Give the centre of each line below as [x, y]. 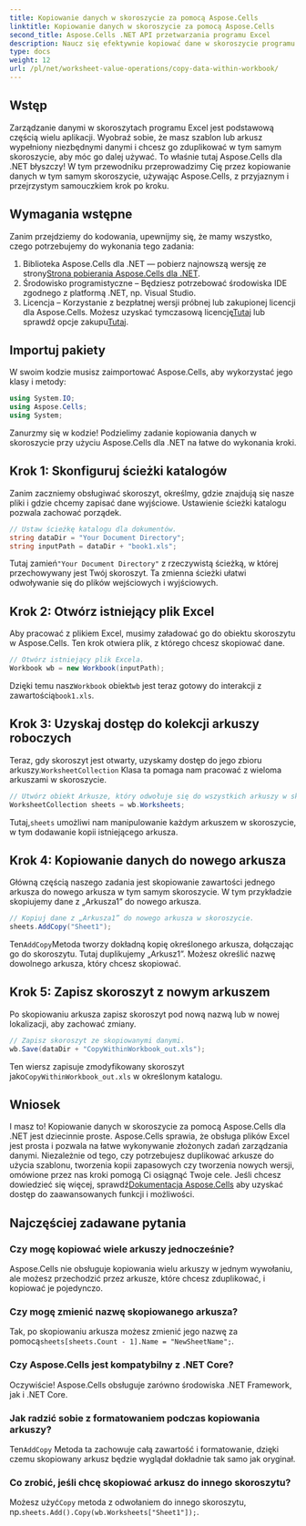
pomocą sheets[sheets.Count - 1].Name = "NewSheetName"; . [122, 1341]
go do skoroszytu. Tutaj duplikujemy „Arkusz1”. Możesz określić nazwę [143, 954]
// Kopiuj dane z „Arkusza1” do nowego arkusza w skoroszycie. [132, 918]
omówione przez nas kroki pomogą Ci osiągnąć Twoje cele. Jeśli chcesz [146, 1175]
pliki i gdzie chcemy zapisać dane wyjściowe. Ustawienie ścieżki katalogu [148, 503]
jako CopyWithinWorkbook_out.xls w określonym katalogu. [116, 1076]
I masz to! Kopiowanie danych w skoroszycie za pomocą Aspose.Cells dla [148, 1127]
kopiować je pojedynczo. [56, 1288]
